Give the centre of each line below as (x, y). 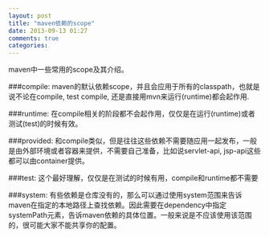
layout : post (30, 16)
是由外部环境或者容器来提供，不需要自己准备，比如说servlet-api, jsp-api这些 (134, 151)
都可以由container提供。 (49, 161)
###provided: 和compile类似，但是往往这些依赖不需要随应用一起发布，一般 (133, 141)
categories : (28, 46)
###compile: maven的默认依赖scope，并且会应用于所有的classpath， (124, 87)
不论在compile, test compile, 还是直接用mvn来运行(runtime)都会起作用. (132, 96)
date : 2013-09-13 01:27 (48, 31)
